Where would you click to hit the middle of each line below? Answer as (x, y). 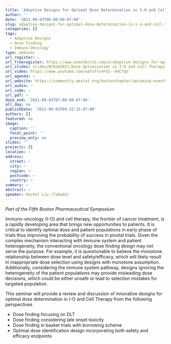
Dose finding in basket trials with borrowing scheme (67, 325)
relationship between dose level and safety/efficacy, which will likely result (83, 256)
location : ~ (18, 152)
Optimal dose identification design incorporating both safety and (80, 330)
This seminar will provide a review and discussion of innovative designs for (84, 294)
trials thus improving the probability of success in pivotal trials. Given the (82, 235)
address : (15, 157)
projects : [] (19, 147)
